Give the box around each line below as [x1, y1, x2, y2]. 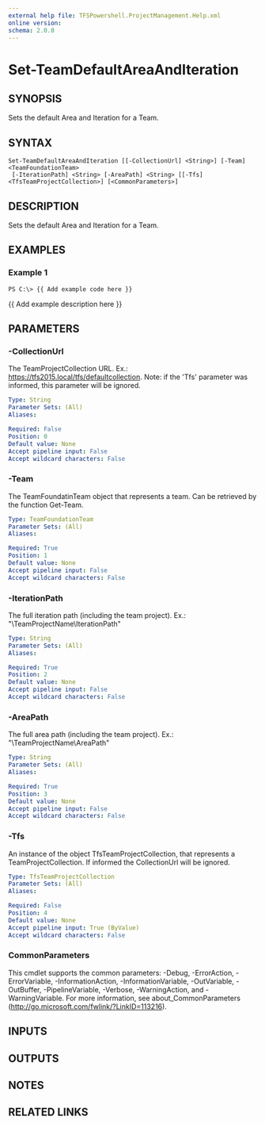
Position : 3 [8, 790, 47, 798]
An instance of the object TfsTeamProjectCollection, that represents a [8, 849, 236, 858]
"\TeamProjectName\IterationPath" [8, 619, 121, 628]
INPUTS [8, 1025, 47, 1038]
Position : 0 [8, 432, 47, 440]
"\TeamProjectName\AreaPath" [8, 738, 110, 748]
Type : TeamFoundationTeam [8, 515, 93, 524]
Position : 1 [8, 552, 47, 560]
